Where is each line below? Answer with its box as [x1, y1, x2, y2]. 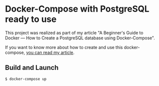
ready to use [5, 14, 57, 25]
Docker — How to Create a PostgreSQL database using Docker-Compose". [5, 35, 155, 41]
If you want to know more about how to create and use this [5, 44, 123, 50]
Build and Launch [5, 64, 59, 72]
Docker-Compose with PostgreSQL [5, 3, 150, 15]
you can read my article [26, 50, 74, 55]
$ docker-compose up [5, 76, 47, 81]
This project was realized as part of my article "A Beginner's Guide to [5, 30, 143, 35]
